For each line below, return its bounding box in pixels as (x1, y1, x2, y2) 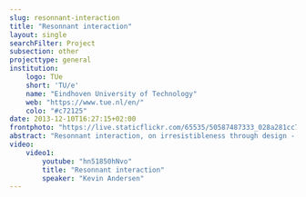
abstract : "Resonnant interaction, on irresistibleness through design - (9, 132, 296, 141)
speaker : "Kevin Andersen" (42, 173, 145, 182)
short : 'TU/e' (25, 81, 79, 90)
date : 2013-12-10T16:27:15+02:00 (9, 114, 137, 123)
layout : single (9, 30, 67, 39)
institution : (9, 64, 59, 74)
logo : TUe (25, 73, 64, 82)
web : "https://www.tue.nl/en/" (25, 97, 145, 107)
